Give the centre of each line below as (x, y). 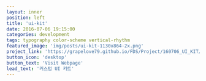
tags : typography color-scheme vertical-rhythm (68, 40)
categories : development (38, 35)
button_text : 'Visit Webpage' (45, 63)
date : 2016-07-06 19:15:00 (41, 29)
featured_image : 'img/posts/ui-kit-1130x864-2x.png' (75, 46)
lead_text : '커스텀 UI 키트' (40, 69)
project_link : (25, 52)
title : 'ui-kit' (27, 23)
